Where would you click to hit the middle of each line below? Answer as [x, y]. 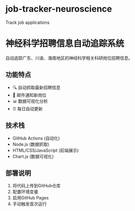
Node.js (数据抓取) [31, 144]
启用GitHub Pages [30, 198]
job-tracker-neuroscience [59, 9]
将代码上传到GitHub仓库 [37, 186]
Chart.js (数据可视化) [33, 156]
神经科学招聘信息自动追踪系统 [65, 44]
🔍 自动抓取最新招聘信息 [37, 87]
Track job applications [28, 22]
